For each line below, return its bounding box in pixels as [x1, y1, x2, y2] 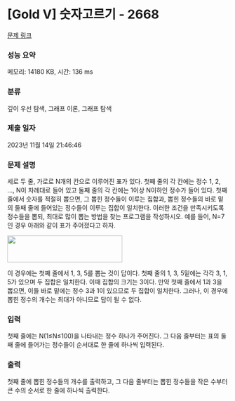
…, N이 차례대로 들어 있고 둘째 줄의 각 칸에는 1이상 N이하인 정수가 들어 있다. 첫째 [7, 186, 228, 195]
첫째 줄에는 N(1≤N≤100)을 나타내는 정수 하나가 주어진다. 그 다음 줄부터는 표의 [7, 331, 220, 341]
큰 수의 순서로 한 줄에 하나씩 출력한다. [7, 386, 110, 394]
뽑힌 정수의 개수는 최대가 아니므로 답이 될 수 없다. [7, 296, 142, 304]
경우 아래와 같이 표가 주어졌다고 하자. [14, 221, 116, 230]
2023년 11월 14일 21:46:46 [7, 140, 82, 149]
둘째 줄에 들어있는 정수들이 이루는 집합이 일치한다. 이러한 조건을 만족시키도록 [14, 204, 224, 212]
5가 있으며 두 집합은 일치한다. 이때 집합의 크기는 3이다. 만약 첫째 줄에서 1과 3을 [7, 278, 222, 287]
